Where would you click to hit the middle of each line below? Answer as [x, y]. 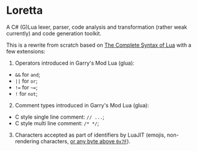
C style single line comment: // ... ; [60, 117]
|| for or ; [26, 81]
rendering [27, 141]
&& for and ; [28, 74]
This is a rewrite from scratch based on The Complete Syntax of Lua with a [99, 45]
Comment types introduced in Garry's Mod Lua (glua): [82, 105]
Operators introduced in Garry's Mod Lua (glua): [75, 63]
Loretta [25, 10]
